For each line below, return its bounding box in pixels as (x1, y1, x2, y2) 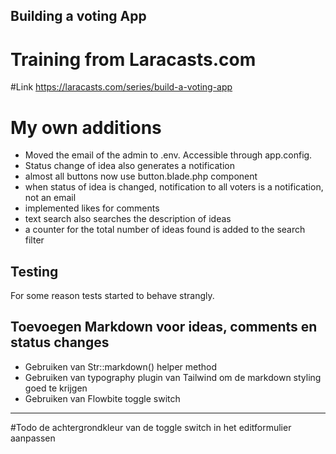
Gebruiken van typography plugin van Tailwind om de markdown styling (24, 371, 322, 383)
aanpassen (10, 432, 56, 444)
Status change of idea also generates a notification (24, 160, 236, 172)
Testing (10, 263, 59, 280)
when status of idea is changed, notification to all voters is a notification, (24, 181, 324, 193)
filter (24, 234, 45, 246)
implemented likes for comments (24, 202, 160, 214)
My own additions (10, 116, 162, 139)
